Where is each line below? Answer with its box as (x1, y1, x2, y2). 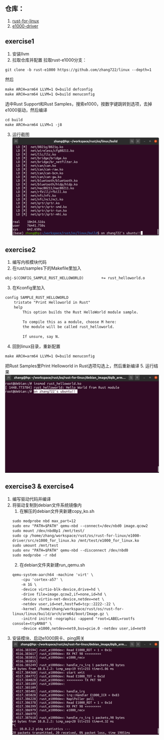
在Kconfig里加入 (12, 285, 45, 291)
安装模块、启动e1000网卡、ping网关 (12, 635, 85, 641)
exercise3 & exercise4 (5, 483, 74, 491)
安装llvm (12, 51, 29, 57)
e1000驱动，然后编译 (5, 107, 47, 113)
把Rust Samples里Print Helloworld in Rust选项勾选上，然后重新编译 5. (5, 363, 144, 369)
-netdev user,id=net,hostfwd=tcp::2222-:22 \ (21, 601, 116, 607)
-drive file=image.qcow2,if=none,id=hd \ (21, 592, 106, 597)
